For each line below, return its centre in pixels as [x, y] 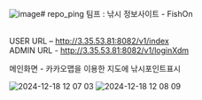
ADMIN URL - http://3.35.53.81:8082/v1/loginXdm [99, 50]
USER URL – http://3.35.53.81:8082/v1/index [89, 41]
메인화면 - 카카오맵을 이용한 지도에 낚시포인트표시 [95, 69]
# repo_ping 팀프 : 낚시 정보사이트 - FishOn [117, 14]
